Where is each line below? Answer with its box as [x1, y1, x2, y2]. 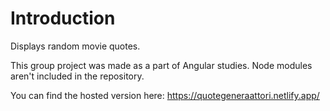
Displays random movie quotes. [10, 40, 141, 52]
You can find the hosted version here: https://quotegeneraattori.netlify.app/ [10, 89, 320, 101]
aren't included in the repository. [10, 70, 145, 82]
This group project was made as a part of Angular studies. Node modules [10, 59, 313, 71]
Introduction [10, 7, 116, 30]
